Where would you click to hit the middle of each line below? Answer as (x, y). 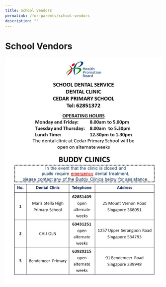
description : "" (22, 21)
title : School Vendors (29, 10)
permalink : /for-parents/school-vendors (48, 16)
